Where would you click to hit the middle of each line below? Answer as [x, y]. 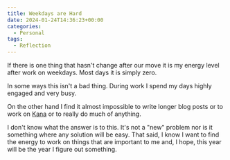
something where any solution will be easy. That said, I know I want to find [113, 134]
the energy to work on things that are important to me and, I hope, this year [114, 142]
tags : [15, 39]
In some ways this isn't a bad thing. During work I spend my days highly [110, 86]
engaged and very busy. [42, 93]
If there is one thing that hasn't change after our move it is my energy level [113, 65]
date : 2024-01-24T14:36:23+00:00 [55, 20]
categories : [24, 26]
